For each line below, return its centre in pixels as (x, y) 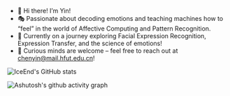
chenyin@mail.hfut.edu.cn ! (56, 58)
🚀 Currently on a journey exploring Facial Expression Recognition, (112, 36)
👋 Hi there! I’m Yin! (44, 11)
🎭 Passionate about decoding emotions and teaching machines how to (120, 18)
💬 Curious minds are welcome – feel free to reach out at (98, 51)
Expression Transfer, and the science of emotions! (90, 43)
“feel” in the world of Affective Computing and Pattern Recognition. (114, 29)
